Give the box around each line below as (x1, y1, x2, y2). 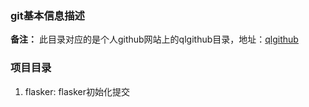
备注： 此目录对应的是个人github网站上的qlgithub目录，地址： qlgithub (10, 33, 299, 46)
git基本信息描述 (10, 8, 85, 22)
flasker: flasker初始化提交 (24, 85, 131, 97)
